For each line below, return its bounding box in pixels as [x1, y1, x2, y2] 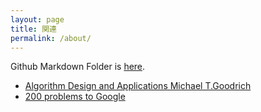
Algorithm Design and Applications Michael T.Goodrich [24, 80, 252, 92]
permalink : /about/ [10, 33, 92, 43]
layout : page [10, 14, 65, 25]
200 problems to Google [24, 91, 126, 103]
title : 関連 [10, 24, 57, 34]
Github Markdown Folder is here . [10, 61, 146, 73]
